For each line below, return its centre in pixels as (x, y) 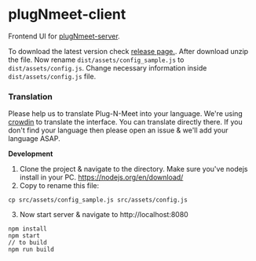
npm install (27, 229)
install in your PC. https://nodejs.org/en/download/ (101, 177)
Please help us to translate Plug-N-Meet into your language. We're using (126, 114)
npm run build (31, 250)
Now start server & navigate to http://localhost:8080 (104, 215)
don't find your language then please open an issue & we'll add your (119, 130)
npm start (24, 236)
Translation (30, 96)
